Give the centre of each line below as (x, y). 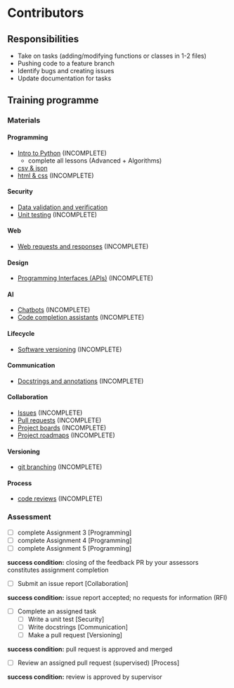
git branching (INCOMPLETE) (60, 467)
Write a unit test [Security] (66, 619)
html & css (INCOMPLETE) (56, 175)
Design (18, 263)
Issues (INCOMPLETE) (50, 413)
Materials (24, 120)
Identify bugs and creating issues (66, 71)
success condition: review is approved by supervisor (85, 677)
